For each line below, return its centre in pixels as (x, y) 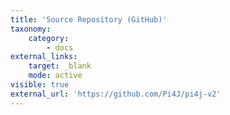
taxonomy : (31, 29)
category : (49, 38)
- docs (60, 47)
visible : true (40, 85)
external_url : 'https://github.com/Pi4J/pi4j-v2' (116, 94)
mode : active (55, 76)
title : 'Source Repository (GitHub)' (89, 19)
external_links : (44, 57)
